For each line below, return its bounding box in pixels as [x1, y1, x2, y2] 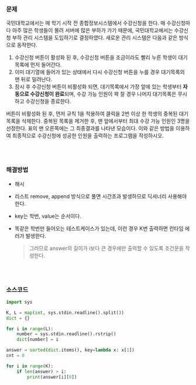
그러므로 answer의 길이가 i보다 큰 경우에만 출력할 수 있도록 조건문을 [29, 245, 184, 252]
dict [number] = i [16, 336, 59, 343]
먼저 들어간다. [30, 61, 62, 68]
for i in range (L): [6, 326, 54, 332]
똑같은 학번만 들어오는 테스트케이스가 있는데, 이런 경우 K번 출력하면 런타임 [14, 225, 184, 232]
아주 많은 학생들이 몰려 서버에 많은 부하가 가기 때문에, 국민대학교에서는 [12, 27, 173, 34]
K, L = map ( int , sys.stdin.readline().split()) [6, 310, 125, 315]
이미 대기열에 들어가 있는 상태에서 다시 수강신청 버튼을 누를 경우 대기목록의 [14, 68, 185, 75]
